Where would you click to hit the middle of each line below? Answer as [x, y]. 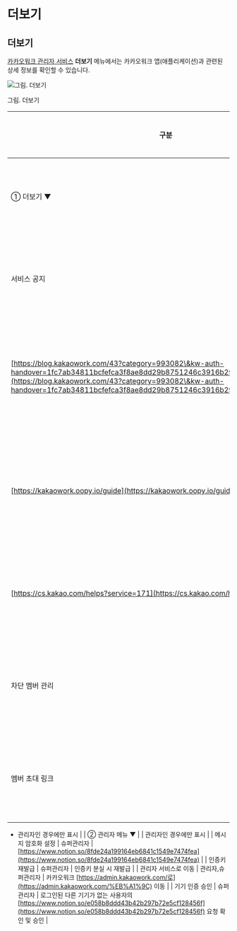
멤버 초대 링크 [32, 779]
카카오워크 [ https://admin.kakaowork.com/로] [110, 877]
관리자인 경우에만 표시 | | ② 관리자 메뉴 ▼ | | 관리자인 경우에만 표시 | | [115, 834]
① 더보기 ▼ [31, 197]
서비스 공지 [28, 279]
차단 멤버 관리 [32, 686]
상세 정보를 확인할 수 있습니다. [49, 70]
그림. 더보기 [24, 100]
